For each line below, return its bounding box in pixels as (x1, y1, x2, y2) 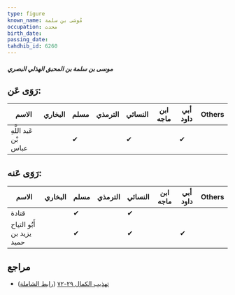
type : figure (7, 10, 45, 17)
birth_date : (7, 29, 42, 37)
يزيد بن (10, 229, 32, 238)
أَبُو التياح (10, 220, 36, 229)
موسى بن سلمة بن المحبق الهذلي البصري (7, 64, 113, 73)
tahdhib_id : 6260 (7, 43, 58, 50)
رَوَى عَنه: (7, 167, 42, 179)
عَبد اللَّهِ (10, 126, 34, 136)
